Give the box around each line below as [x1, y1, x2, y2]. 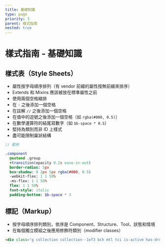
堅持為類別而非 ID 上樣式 [12, 126, 62, 132]
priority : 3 [5, 16, 29, 21]
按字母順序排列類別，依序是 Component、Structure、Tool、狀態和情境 [12, 221, 156, 227]
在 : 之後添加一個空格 [12, 102, 56, 108]
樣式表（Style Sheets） [5, 69, 77, 78]
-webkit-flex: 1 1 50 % [9, 174, 56, 179]
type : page [5, 12, 27, 17]
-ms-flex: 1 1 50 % [9, 179, 48, 184]
